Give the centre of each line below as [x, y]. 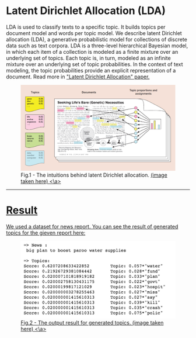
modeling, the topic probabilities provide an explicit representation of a [91, 70]
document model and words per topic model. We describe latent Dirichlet [94, 33]
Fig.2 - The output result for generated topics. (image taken [92, 323]
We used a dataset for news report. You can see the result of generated [92, 226]
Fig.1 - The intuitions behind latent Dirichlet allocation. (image [94, 175]
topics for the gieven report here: [46, 233]
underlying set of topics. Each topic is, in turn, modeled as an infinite [88, 58]
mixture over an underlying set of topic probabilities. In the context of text [94, 64]
